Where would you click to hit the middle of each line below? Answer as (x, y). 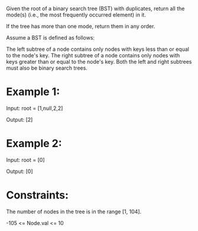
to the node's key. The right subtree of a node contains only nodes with (93, 55)
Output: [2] (20, 119)
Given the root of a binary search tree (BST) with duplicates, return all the (95, 9)
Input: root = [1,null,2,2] (35, 108)
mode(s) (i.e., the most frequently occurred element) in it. (76, 15)
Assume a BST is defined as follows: (51, 38)
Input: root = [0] (26, 160)
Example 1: (33, 92)
